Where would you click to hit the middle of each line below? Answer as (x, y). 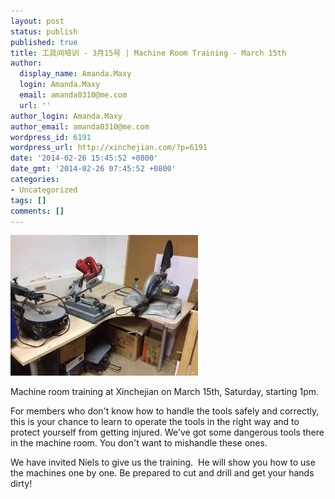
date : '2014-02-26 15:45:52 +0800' (84, 158)
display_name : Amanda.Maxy (75, 74)
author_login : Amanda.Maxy (66, 116)
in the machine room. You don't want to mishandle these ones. (139, 443)
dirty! (21, 484)
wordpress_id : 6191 (51, 137)
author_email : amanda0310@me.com (80, 126)
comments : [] (37, 211)
